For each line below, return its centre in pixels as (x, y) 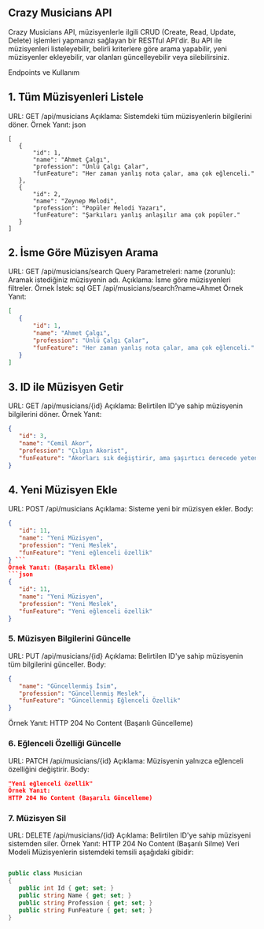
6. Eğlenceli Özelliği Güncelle (65, 744)
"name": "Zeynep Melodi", (75, 201)
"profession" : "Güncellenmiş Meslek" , (82, 693)
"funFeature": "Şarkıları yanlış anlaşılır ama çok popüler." (137, 215)
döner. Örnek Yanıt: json (47, 124)
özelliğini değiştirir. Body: (49, 769)
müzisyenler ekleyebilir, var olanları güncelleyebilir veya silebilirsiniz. (119, 57)
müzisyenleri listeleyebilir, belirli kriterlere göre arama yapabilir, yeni (118, 48)
